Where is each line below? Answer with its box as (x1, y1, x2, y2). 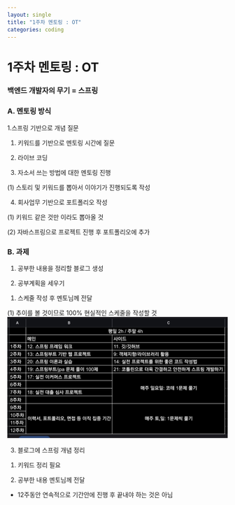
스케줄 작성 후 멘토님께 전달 (17, 294, 93, 302)
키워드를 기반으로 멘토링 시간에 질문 (17, 138, 115, 147)
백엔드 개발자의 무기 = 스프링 (7, 86, 99, 96)
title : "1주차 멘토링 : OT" (7, 18, 82, 26)
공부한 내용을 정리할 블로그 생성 (17, 264, 104, 273)
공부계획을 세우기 (17, 279, 65, 287)
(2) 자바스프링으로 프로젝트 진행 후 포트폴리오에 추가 (7, 227, 150, 236)
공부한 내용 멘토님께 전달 (17, 476, 85, 484)
